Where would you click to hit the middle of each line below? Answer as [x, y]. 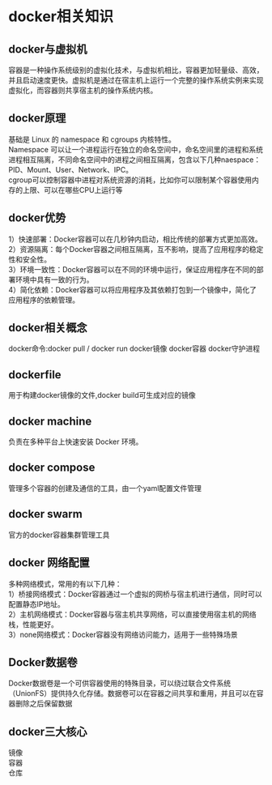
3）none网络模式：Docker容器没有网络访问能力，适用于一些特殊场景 [123, 634]
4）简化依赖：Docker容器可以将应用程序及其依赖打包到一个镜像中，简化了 [133, 289]
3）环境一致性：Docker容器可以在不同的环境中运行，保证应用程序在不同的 [132, 269]
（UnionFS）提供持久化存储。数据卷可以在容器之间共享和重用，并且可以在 [132, 693]
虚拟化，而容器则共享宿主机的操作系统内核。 [83, 90]
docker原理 [37, 118]
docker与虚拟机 [48, 49]
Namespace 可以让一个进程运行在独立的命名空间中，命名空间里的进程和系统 [136, 149]
